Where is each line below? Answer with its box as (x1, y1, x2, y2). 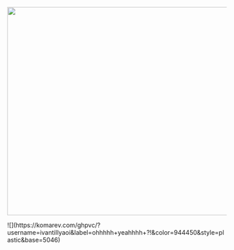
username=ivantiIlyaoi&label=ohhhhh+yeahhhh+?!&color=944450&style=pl (7, 228, 224, 236)
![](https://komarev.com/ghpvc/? (7, 221, 101, 229)
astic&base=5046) (7, 236, 61, 244)
